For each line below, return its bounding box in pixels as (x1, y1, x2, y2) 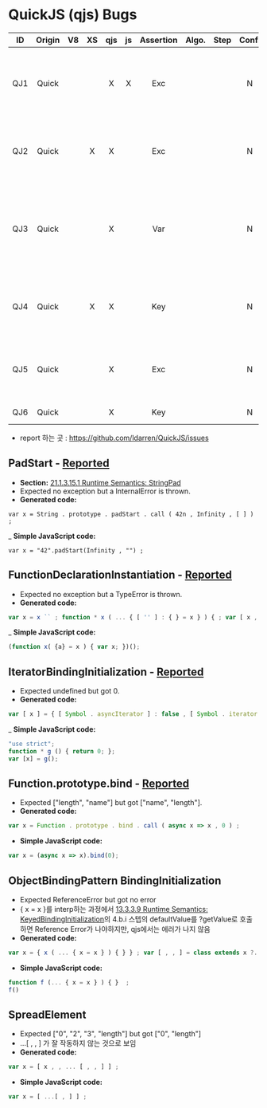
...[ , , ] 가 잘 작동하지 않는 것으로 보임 (19, 1039, 137, 1048)
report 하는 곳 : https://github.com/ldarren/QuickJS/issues (19, 433, 209, 442)
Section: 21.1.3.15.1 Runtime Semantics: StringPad (19, 477, 181, 487)
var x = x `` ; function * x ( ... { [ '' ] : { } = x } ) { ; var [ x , (8, 613, 258, 621)
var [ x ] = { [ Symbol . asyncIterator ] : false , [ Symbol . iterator (8, 710, 258, 718)
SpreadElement (8, 1008, 87, 1022)
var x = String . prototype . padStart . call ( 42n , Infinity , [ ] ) (8, 510, 254, 518)
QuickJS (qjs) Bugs (8, 6, 137, 24)
